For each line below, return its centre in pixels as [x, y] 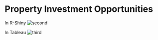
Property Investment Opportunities [79, 9]
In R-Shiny [15, 23]
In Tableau [15, 32]
